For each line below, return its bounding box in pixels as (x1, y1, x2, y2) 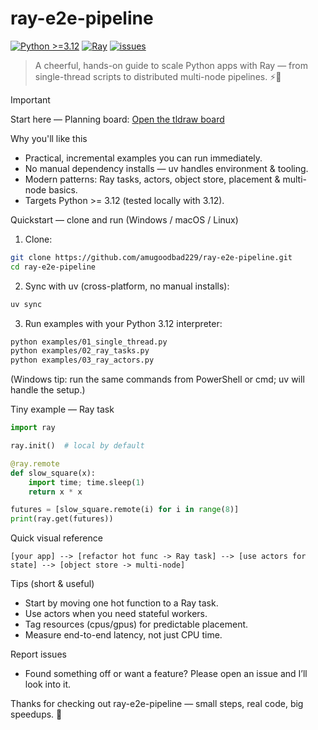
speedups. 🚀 (10, 708, 63, 721)
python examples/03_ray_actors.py (10, 355, 155, 366)
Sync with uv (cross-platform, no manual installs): (24, 280, 230, 292)
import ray (10, 423, 56, 433)
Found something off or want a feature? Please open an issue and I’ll (24, 668, 308, 680)
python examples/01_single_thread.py (10, 337, 168, 347)
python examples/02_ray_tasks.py (10, 346, 150, 356)
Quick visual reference (10, 532, 103, 544)
